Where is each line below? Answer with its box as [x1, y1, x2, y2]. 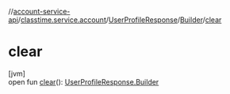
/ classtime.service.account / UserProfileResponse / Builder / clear [17, 15, 222, 24]
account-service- [13, 7, 71, 16]
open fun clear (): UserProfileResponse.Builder [8, 77, 159, 86]
